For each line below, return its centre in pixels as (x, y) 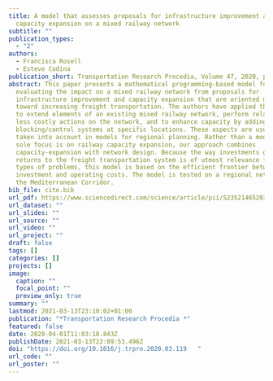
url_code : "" (30, 357)
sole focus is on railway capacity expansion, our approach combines (136, 145)
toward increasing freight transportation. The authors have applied (136, 107)
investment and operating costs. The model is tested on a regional (134, 175)
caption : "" (36, 281)
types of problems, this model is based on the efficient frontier (132, 168)
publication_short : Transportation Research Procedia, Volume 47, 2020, (134, 77)
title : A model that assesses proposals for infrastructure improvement (134, 16)
